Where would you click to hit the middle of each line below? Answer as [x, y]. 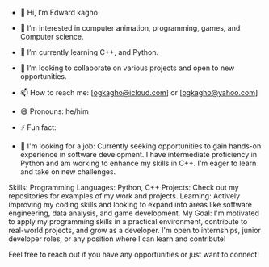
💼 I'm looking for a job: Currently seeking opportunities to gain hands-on [141, 146]
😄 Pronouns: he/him [54, 111]
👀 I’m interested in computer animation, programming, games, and [130, 28]
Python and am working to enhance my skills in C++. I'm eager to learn [138, 163]
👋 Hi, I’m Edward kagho [59, 13]
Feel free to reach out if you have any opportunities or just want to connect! [134, 254]
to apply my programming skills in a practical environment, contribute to [128, 221]
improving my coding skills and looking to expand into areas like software [130, 204]
